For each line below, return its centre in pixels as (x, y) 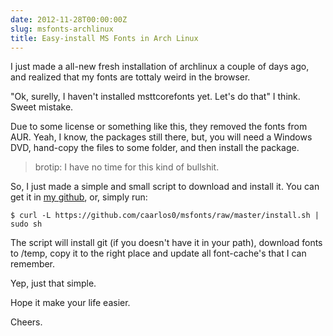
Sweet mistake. (42, 107)
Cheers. (26, 322)
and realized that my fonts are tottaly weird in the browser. (130, 77)
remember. (33, 264)
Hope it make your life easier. (70, 303)
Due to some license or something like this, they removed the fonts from (159, 127)
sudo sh (26, 224)
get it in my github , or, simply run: (79, 197)
